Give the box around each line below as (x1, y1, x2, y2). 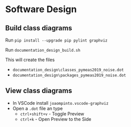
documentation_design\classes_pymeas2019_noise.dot (12, 67, 124, 72)
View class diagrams (5, 87, 72, 95)
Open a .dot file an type (12, 105, 63, 111)
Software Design (5, 4, 77, 15)
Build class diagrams (5, 24, 72, 32)
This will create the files (5, 57, 55, 63)
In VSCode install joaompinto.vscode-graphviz (12, 100, 109, 106)
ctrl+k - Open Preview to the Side (20, 116, 92, 122)
